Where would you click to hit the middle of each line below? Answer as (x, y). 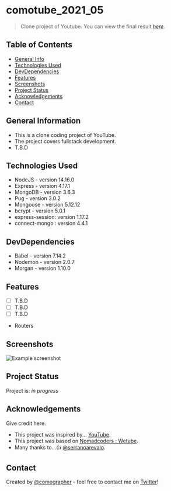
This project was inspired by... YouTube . (62, 434)
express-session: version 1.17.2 (52, 217)
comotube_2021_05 (55, 10)
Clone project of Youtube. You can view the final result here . (93, 26)
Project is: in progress (32, 390)
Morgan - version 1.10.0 (43, 268)
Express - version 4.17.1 (42, 186)
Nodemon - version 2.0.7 (44, 262)
